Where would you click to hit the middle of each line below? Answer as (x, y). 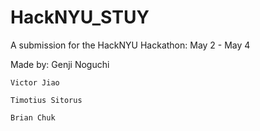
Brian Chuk (33, 117)
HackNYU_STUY (80, 17)
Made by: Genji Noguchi (60, 64)
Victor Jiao (35, 82)
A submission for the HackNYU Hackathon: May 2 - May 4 (130, 45)
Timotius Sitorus (46, 100)
